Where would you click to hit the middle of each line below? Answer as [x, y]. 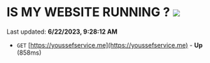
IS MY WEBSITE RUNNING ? [89, 12]
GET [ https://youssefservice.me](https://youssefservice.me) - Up [110, 45]
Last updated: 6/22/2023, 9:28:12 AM [62, 31]
